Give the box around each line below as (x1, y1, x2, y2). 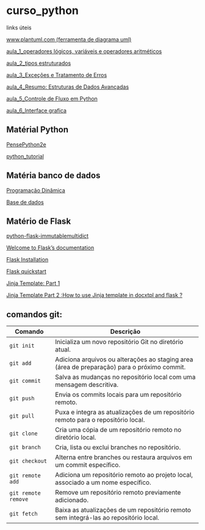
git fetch (9, 510, 38, 517)
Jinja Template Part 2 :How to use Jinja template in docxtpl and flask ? (6, 292, 183, 299)
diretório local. (54, 433, 96, 442)
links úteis (6, 24, 32, 31)
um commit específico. (54, 461, 121, 469)
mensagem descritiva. (54, 380, 119, 389)
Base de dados (6, 198, 44, 205)
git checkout (9, 458, 48, 465)
